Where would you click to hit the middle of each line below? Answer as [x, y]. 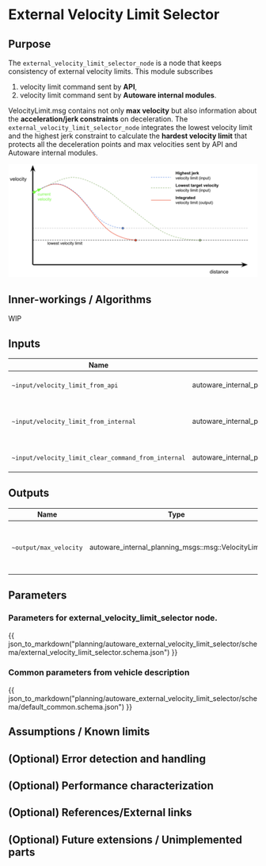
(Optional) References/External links [100, 812]
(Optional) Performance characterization [111, 785]
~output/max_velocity [47, 548]
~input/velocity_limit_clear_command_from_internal [99, 458]
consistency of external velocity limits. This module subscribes [111, 71]
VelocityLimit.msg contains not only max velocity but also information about [133, 110]
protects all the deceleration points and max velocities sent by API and [123, 144]
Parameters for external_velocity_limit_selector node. [113, 618]
